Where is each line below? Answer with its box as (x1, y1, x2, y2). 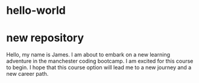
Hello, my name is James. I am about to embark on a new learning (6, 51, 171, 58)
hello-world (6, 4, 66, 17)
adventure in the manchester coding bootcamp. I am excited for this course (6, 58, 194, 65)
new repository (6, 31, 84, 45)
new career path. (6, 70, 49, 78)
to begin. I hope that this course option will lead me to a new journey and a (6, 64, 192, 71)
